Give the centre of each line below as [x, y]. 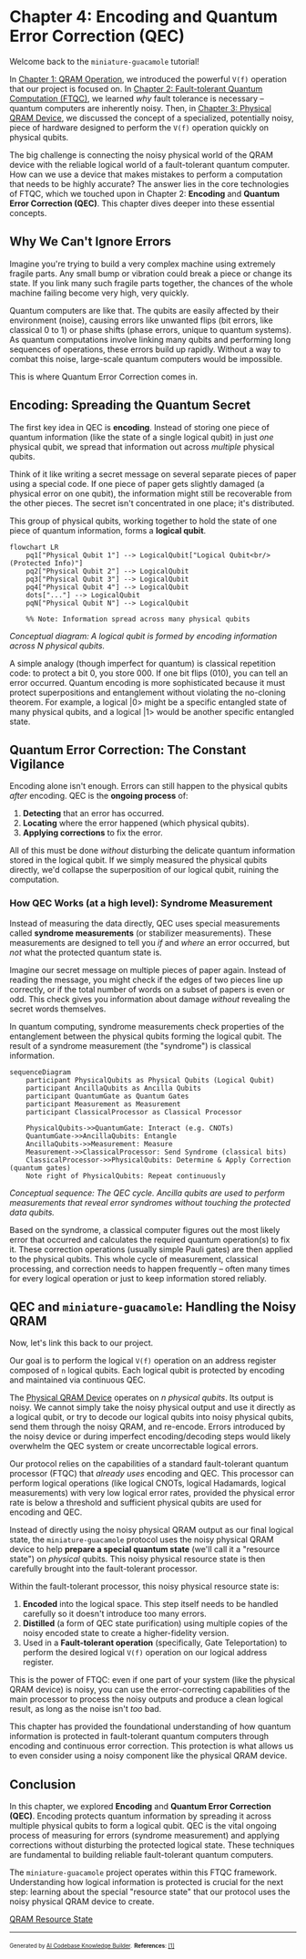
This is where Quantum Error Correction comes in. [104, 377]
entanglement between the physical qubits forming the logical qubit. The [146, 1036]
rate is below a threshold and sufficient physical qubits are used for [136, 1503]
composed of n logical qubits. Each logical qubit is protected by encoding [147, 1371]
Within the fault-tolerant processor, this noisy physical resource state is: [144, 1586]
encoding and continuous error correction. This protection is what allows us [152, 1746]
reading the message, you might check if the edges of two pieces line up [146, 979]
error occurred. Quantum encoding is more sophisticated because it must [147, 682]
